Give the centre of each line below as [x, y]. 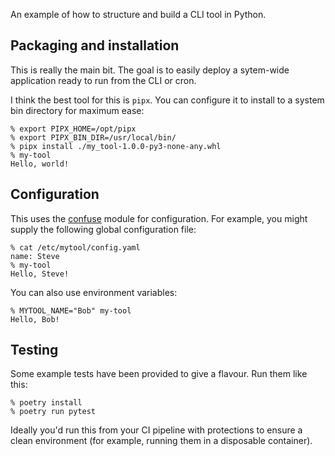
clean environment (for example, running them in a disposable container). [161, 441]
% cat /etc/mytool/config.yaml [75, 247]
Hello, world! [40, 164]
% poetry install [46, 403]
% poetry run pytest [53, 412]
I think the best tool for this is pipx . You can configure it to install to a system [167, 100]
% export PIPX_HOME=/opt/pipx [73, 129]
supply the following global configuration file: [103, 229]
